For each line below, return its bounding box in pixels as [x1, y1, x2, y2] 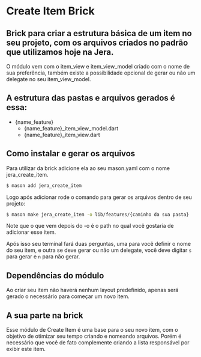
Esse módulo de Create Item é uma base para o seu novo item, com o [6, 326, 178, 333]
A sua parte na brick [6, 310, 83, 320]
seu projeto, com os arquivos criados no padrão [6, 37, 188, 47]
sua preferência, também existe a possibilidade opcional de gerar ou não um [6, 69, 196, 76]
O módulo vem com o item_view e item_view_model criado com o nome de [6, 63, 190, 70]
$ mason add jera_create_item [6, 182, 82, 189]
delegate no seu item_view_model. [6, 76, 91, 82]
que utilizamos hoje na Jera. [6, 47, 114, 57]
